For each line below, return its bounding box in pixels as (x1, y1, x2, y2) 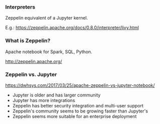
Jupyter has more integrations (12, 97, 75, 103)
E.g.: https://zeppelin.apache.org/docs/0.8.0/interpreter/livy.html (5, 25, 139, 31)
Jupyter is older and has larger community (12, 92, 101, 98)
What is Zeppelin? (5, 37, 51, 44)
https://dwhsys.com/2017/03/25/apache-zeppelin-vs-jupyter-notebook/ (5, 82, 155, 88)
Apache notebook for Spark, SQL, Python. (5, 49, 93, 55)
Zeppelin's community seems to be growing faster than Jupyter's (12, 108, 148, 114)
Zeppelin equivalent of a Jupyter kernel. (5, 15, 88, 21)
